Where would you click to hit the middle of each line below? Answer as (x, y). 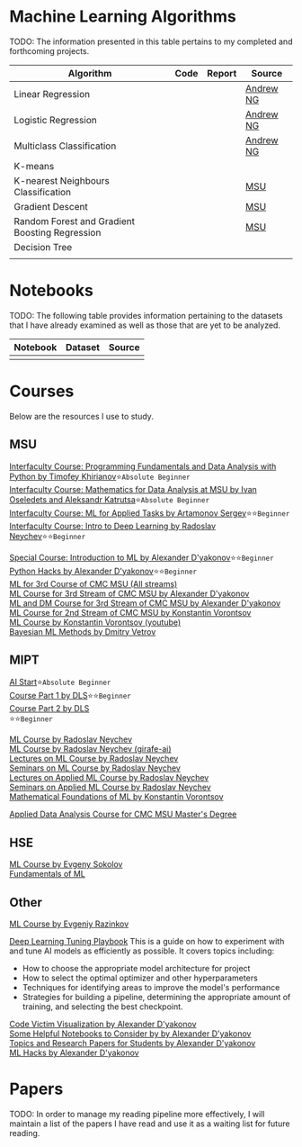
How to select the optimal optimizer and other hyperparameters (140, 978)
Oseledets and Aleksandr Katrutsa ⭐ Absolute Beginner (109, 499)
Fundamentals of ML (47, 874)
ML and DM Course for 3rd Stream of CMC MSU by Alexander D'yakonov (145, 603)
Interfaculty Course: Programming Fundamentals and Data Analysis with (143, 466)
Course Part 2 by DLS (49, 709)
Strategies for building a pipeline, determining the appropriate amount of (156, 998)
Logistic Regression (55, 120)
